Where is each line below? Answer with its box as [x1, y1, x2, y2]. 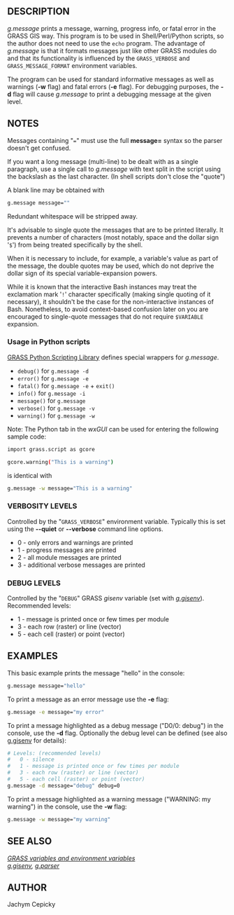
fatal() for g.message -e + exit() [17, 381, 115, 390]
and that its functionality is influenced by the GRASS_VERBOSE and [7, 54, 190, 62]
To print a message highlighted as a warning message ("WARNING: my [7, 794, 211, 803]
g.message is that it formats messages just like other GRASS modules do [7, 46, 217, 55]
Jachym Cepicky [7, 900, 56, 909]
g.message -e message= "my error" [7, 708, 105, 715]
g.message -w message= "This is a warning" [7, 485, 133, 492]
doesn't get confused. [7, 144, 71, 152]
